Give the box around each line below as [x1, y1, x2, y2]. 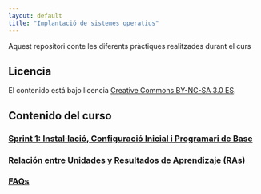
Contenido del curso [8, 109, 112, 123]
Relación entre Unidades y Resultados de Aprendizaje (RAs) [8, 154, 246, 165]
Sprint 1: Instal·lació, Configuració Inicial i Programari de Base [8, 133, 253, 144]
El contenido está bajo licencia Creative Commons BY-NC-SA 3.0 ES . [8, 86, 236, 95]
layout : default [8, 11, 62, 20]
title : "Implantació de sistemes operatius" [8, 19, 159, 27]
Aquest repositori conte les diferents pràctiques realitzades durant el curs [8, 41, 251, 51]
